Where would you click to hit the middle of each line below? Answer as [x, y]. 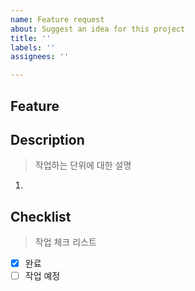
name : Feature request [57, 19]
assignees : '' [40, 57]
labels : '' [33, 47]
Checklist [41, 216]
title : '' [31, 38]
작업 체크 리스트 [65, 242]
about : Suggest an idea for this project [98, 29]
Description [47, 139]
